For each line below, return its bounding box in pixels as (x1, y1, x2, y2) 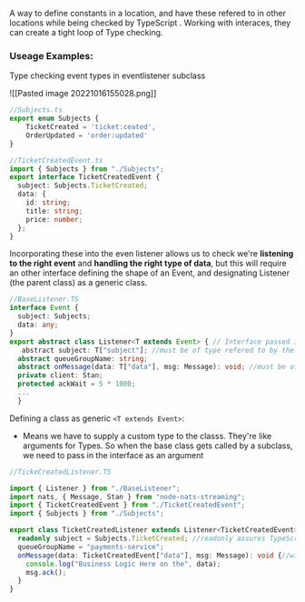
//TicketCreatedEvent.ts (9, 156, 103, 165)
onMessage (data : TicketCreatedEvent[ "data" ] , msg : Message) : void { (17, 550, 282, 560)
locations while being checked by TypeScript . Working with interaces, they (9, 17, 291, 28)
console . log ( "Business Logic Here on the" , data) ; (25, 559, 221, 568)
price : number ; (25, 215, 84, 224)
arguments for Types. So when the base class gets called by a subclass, (22, 440, 293, 451)
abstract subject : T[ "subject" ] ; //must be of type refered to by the (21, 346, 295, 355)
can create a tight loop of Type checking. (9, 27, 163, 37)
